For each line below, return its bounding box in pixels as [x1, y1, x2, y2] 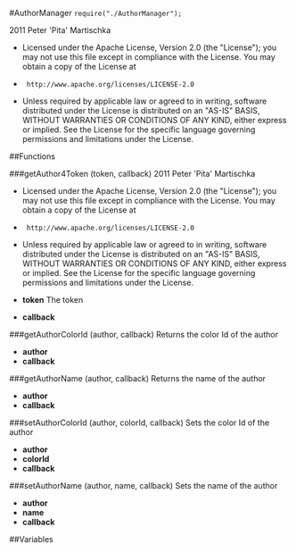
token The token [21, 295, 84, 305]
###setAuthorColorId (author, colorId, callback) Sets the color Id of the [9, 417, 270, 428]
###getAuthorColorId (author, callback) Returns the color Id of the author [9, 330, 279, 339]
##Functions [9, 151, 56, 162]
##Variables [9, 534, 53, 544]
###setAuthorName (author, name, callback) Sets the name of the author [9, 481, 278, 490]
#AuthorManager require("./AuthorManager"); [9, 8, 183, 18]
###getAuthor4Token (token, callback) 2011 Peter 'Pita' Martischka [9, 169, 256, 179]
